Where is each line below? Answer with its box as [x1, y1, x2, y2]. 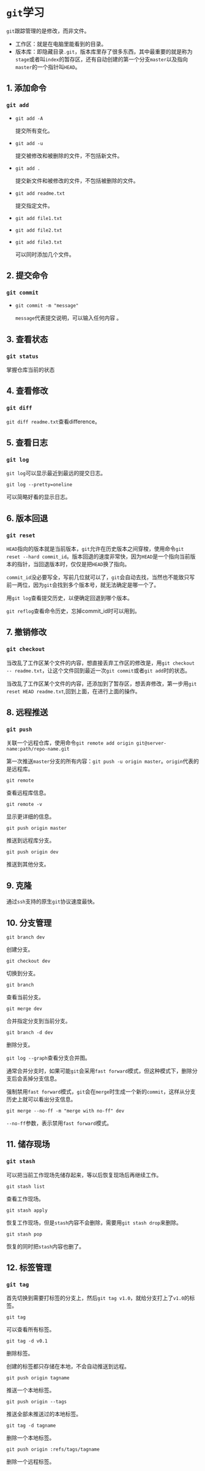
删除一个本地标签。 [6, 1434, 55, 1441]
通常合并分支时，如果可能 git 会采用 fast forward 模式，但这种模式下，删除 [6, 1067, 193, 1075]
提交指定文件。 [15, 202, 53, 209]
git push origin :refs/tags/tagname [6, 1446, 100, 1453]
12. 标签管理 [6, 1263, 52, 1273]
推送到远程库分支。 [6, 837, 55, 844]
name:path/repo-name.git [6, 746, 70, 752]
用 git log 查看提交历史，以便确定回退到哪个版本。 [6, 594, 133, 602]
